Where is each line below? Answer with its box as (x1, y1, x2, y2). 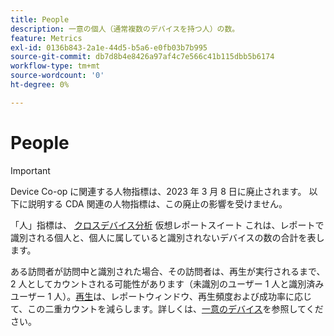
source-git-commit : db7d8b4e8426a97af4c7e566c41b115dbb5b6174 (10, 52, 275, 62)
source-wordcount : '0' (10, 71, 105, 81)
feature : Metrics (10, 33, 83, 43)
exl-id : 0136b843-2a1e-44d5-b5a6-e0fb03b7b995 (10, 42, 208, 53)
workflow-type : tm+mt (10, 61, 101, 71)
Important (10, 164, 51, 176)
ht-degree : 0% (10, 80, 70, 90)
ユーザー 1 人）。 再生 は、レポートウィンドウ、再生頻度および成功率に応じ (10, 290, 312, 302)
